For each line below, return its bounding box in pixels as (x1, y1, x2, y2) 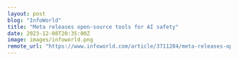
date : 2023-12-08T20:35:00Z (7, 29, 91, 37)
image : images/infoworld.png (7, 36, 93, 43)
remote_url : (7, 43, 42, 50)
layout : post (7, 10, 46, 18)
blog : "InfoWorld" (7, 17, 62, 24)
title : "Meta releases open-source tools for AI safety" (7, 23, 179, 30)
